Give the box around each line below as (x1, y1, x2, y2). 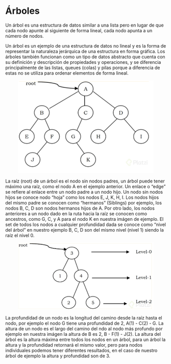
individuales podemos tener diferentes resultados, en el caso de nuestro (5, 348, 158, 354)
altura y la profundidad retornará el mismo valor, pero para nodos (5, 342, 143, 348)
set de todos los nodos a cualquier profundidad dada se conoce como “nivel (5, 221, 166, 227)
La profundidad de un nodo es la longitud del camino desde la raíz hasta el (5, 315, 162, 321)
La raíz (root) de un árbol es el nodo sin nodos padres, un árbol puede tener (5, 178, 165, 184)
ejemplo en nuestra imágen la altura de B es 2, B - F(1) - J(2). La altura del (5, 331, 161, 337)
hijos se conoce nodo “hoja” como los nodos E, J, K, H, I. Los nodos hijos (5, 194, 159, 200)
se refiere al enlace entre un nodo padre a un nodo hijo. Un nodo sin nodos (5, 189, 163, 195)
